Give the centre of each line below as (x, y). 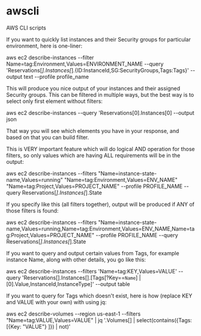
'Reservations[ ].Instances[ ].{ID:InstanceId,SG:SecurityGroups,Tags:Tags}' (97, 70)
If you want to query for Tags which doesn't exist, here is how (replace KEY (99, 296)
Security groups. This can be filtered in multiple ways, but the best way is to (100, 95)
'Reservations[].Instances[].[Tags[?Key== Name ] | (81, 278)
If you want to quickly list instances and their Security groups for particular (98, 39)
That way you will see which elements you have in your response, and (93, 131)
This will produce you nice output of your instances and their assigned (93, 88)
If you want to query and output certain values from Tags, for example (93, 253)
